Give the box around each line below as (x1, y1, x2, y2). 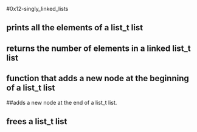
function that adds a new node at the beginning (6, 73, 190, 84)
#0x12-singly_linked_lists (6, 5, 69, 12)
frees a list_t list (6, 116, 67, 127)
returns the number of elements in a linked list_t (6, 43, 191, 53)
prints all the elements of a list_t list (6, 22, 143, 33)
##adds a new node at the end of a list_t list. (6, 99, 117, 106)
